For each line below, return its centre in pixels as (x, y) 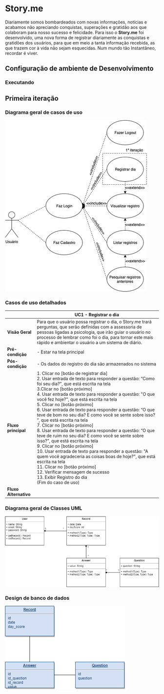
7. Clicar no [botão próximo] (65, 425)
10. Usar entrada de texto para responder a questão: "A (92, 451)
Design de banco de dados (37, 598)
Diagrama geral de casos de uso (44, 112)
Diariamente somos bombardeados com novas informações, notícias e (76, 22)
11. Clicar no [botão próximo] (67, 467)
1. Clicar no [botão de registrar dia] (72, 373)
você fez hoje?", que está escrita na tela (77, 399)
